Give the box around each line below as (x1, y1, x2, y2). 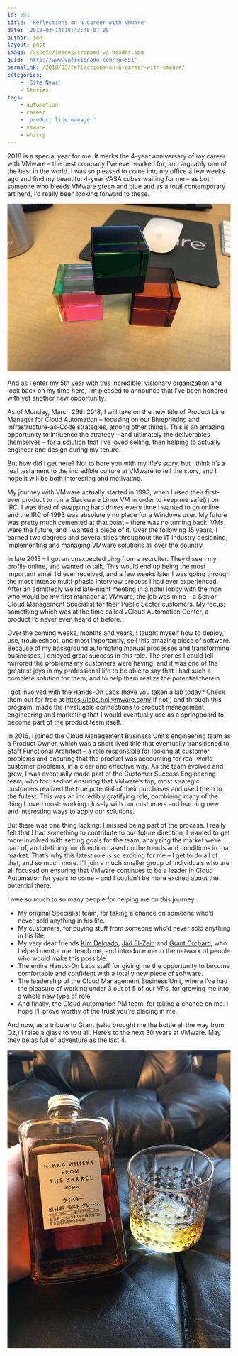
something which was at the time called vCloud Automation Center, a (7, 607, 209, 616)
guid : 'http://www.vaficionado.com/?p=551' (7, 57, 138, 64)
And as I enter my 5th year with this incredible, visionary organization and (7, 379, 222, 387)
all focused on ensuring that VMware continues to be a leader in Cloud (7, 866, 214, 874)
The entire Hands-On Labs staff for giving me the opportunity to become (17, 961, 230, 970)
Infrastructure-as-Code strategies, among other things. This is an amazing (7, 423, 225, 431)
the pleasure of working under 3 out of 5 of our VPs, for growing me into (17, 984, 229, 992)
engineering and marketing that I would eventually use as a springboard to (7, 710, 225, 719)
